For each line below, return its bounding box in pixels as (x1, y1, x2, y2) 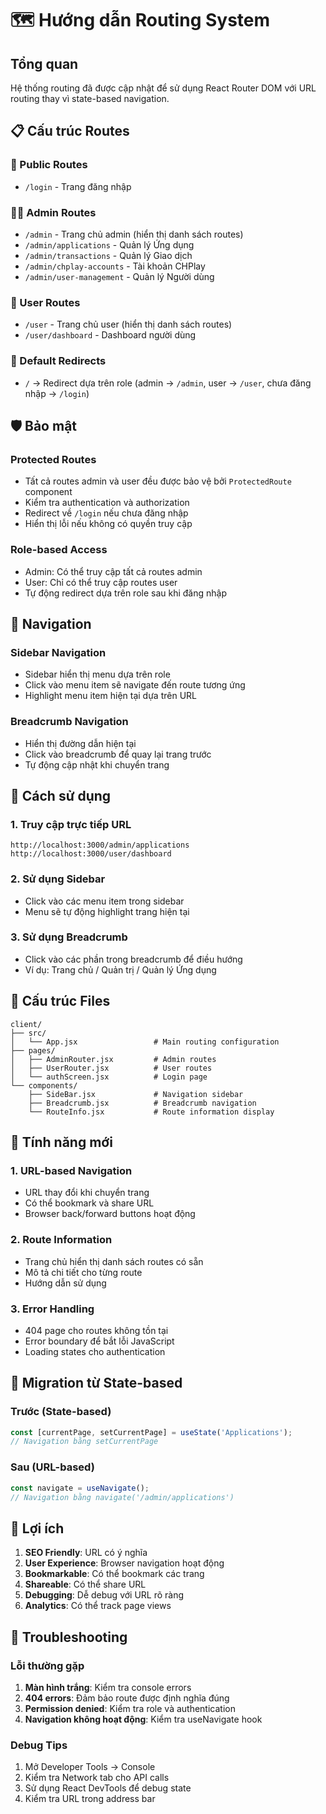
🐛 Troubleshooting (10, 1628, 128, 1646)
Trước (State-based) (10, 1405, 112, 1419)
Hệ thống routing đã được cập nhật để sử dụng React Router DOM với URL (10, 82, 317, 94)
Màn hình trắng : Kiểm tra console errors (24, 1681, 192, 1693)
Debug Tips (10, 1738, 68, 1752)
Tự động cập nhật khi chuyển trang (24, 758, 170, 771)
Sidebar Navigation (10, 645, 107, 659)
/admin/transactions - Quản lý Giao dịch (24, 249, 193, 261)
